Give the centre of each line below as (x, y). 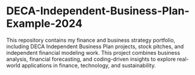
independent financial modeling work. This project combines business (93, 52)
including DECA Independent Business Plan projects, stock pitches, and (95, 46)
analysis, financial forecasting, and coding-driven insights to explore (91, 59)
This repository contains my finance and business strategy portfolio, (91, 40)
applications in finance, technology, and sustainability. (89, 65)
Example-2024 (45, 24)
